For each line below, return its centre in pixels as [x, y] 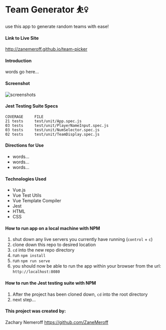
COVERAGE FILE [24, 117]
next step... [24, 299]
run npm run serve [31, 261]
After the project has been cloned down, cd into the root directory [80, 294]
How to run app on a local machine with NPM [53, 228]
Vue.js [19, 190]
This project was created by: [36, 311]
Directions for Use [25, 145]
